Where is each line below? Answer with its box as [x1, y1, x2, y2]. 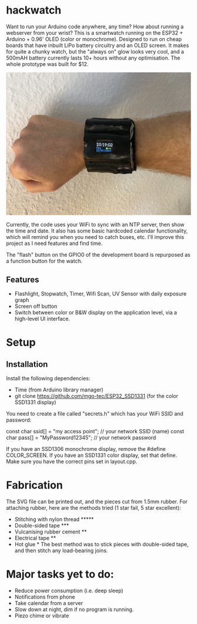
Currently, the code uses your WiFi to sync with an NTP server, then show [6, 221, 185, 228]
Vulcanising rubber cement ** [14, 528, 87, 536]
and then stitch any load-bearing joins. [14, 547, 108, 554]
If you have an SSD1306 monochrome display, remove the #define [6, 446, 166, 453]
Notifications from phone [14, 593, 75, 600]
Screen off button [14, 303, 57, 310]
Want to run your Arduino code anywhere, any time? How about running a [6, 23, 184, 30]
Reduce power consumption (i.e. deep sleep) [14, 587, 124, 594]
